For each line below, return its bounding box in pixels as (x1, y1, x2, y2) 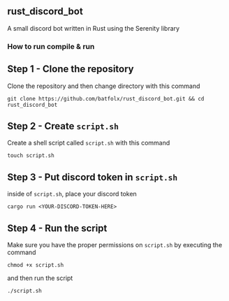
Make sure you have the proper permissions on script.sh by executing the (7, 240, 223, 249)
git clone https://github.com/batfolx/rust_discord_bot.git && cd (7, 95, 205, 102)
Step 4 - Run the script (7, 222, 108, 234)
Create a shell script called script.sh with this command (7, 139, 170, 147)
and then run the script (7, 274, 73, 282)
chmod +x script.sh (7, 261, 64, 268)
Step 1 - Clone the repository (7, 63, 134, 75)
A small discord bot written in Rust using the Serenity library (7, 24, 180, 32)
